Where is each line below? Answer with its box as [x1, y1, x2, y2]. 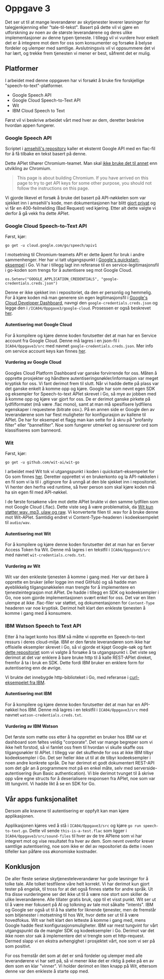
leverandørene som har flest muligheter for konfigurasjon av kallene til [5, 412, 146, 417]
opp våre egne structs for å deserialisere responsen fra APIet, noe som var [5, 776, 155, 782]
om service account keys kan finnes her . [5, 348, 87, 354]
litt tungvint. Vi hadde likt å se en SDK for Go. [5, 781, 96, 787]
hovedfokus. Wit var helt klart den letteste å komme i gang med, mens [5, 917, 146, 923]
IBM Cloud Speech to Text [12, 108, 65, 113]
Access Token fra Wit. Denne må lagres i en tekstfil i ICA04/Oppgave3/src [5, 547, 150, 553]
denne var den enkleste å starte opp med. [5, 968, 89, 974]
